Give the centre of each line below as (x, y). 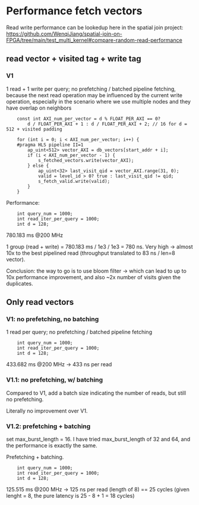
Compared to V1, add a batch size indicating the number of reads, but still (96, 393)
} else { (38, 166)
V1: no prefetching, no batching (53, 319)
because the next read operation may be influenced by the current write (94, 95)
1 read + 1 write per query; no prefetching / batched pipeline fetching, (91, 89)
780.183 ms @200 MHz (35, 235)
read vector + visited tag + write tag (74, 59)
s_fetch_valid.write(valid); (74, 181)
